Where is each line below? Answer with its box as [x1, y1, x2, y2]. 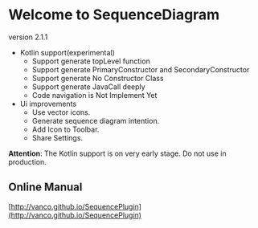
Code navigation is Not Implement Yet [31, 90, 158, 100]
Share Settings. [31, 132, 83, 142]
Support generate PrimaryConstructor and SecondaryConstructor [31, 64, 250, 74]
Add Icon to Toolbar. [31, 124, 100, 134]
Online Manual [8, 181, 83, 194]
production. [8, 157, 47, 166]
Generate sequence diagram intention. [31, 116, 160, 125]
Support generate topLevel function [31, 56, 150, 66]
